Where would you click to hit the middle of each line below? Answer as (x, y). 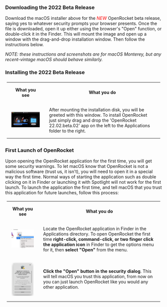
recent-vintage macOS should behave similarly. (54, 60)
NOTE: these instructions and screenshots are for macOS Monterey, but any (83, 54)
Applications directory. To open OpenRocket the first (97, 234)
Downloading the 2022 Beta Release (50, 7)
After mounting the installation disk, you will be (97, 110)
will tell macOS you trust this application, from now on (98, 277)
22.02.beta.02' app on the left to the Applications (99, 125)
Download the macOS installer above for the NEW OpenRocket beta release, (83, 18)
